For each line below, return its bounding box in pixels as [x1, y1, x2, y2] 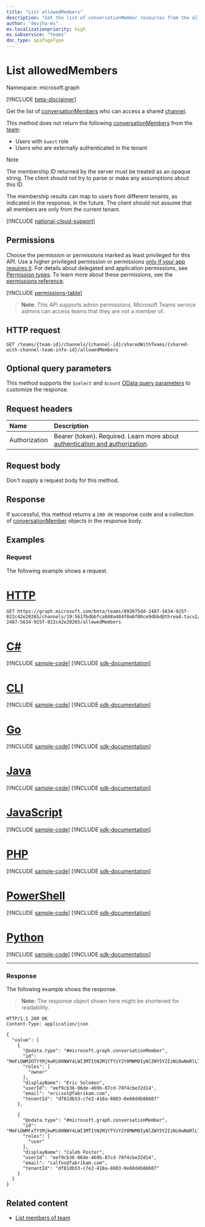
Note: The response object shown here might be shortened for [21, 997, 180, 1005]
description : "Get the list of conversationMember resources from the [6, 15, 190, 21]
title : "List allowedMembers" [6, 9, 84, 15]
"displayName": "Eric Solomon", [22, 1080, 105, 1086]
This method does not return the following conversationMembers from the [6, 119, 193, 126]
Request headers [6, 404, 73, 414]
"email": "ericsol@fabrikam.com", [22, 1091, 111, 1097]
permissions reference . [6, 277, 65, 285]
